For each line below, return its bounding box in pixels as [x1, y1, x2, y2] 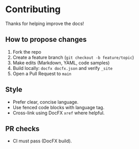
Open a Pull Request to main [12, 70, 72, 77]
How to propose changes [5, 35, 87, 44]
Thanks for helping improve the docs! [5, 20, 84, 27]
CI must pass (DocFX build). [12, 138, 73, 144]
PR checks [5, 124, 40, 133]
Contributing [5, 4, 61, 15]
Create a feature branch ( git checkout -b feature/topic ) [12, 54, 134, 60]
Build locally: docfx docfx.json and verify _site [12, 65, 113, 71]
